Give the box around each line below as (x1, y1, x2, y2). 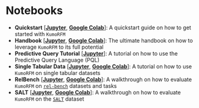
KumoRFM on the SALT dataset (14, 95, 85, 103)
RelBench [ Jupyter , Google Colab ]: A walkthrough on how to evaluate (14, 76, 192, 83)
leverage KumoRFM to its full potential (14, 43, 104, 51)
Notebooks (5, 4, 63, 18)
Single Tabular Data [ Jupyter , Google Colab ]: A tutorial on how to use (14, 62, 192, 70)
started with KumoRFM (14, 30, 66, 37)
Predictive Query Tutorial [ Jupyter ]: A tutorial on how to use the (14, 49, 178, 57)
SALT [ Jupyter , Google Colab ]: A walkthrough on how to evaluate (14, 88, 181, 96)
